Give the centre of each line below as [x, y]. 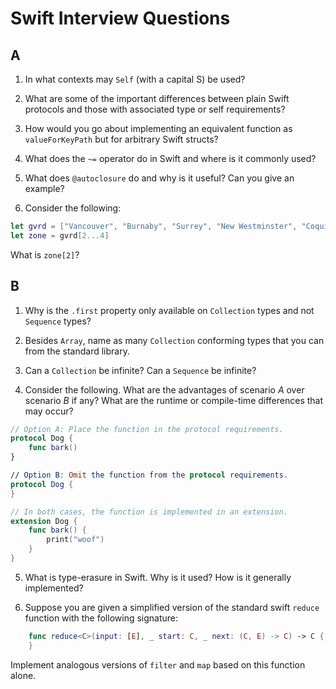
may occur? [49, 411]
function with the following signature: [101, 618]
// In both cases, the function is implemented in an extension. [149, 512]
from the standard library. [77, 351]
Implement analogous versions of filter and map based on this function [158, 664]
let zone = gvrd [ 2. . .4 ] [60, 235]
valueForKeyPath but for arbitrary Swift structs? [121, 139]
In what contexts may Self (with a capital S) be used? [135, 79]
